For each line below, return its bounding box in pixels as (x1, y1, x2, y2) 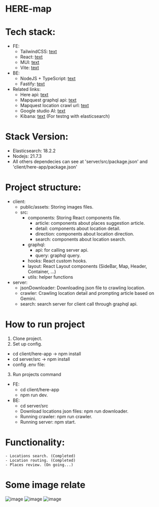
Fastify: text (20, 81, 45, 87)
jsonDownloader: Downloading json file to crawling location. (20, 285, 146, 291)
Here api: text (20, 92, 49, 98)
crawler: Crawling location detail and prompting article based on (20, 290, 154, 296)
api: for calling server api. (35, 247, 89, 253)
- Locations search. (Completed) (5, 453, 76, 458)
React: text (20, 54, 43, 60)
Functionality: (5, 437, 65, 448)
